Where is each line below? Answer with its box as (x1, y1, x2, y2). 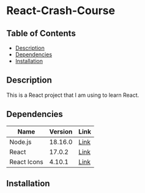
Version (49, 127, 73, 135)
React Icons (9, 157, 44, 166)
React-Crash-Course (6, 4, 115, 18)
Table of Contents (6, 28, 76, 39)
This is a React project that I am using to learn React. (6, 91, 139, 99)
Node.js (9, 137, 32, 146)
